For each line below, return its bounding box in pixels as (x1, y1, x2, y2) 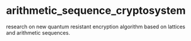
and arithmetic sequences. (6, 29, 70, 36)
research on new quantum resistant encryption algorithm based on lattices (6, 23, 186, 30)
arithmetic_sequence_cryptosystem (6, 4, 186, 17)
